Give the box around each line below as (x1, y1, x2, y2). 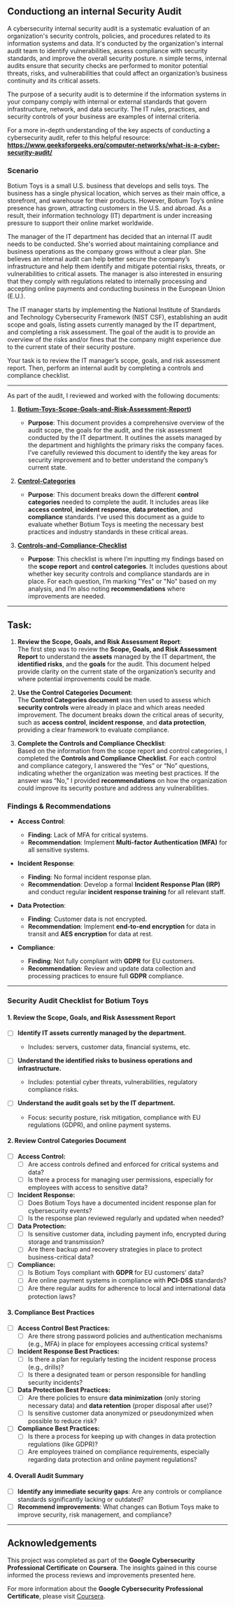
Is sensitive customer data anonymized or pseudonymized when (27, 1409, 214, 1418)
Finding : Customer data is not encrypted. (27, 915, 148, 924)
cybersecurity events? (27, 1207, 92, 1215)
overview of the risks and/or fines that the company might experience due (7, 336, 222, 344)
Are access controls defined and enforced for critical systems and (27, 1160, 219, 1168)
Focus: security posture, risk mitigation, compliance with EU (27, 1113, 201, 1121)
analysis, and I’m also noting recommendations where (27, 584, 185, 593)
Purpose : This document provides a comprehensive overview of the (27, 418, 225, 427)
